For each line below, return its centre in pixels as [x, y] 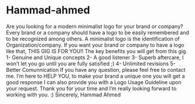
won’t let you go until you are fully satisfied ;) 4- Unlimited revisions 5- [91, 63]
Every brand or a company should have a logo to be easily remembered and [97, 32]
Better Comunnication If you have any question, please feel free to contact [96, 70]
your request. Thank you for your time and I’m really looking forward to [91, 88]
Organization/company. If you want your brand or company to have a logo [95, 45]
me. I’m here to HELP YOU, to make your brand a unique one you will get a [96, 76]
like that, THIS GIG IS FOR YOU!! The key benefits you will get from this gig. [97, 51]
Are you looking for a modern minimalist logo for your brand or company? [95, 26]
